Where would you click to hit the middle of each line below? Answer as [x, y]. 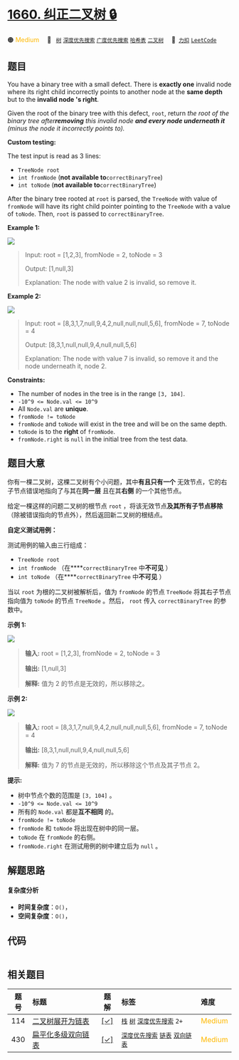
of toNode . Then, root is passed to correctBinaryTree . [86, 214]
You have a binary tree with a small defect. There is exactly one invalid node [119, 84]
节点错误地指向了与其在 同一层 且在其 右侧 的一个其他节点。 [99, 490]
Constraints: [26, 380]
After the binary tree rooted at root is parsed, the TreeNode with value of [112, 198]
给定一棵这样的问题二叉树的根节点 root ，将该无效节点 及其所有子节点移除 [115, 506]
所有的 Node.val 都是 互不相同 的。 [67, 811]
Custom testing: [32, 142]
